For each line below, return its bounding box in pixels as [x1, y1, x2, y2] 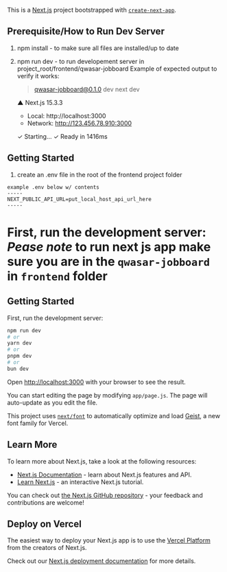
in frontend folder [7, 268, 108, 284]
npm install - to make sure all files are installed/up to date [16, 44, 180, 52]
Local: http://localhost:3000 [27, 111, 106, 119]
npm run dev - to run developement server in [16, 57, 145, 65]
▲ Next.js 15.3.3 [16, 98, 63, 106]
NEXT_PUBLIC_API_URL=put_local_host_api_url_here [7, 196, 152, 203]
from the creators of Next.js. [7, 544, 87, 552]
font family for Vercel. [7, 419, 69, 427]
